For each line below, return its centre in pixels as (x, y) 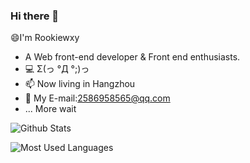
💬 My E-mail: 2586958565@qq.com (97, 98)
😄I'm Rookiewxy (45, 38)
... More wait (50, 109)
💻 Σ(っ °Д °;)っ (57, 69)
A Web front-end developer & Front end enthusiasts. (132, 57)
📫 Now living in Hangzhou (80, 84)
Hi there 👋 (35, 16)
